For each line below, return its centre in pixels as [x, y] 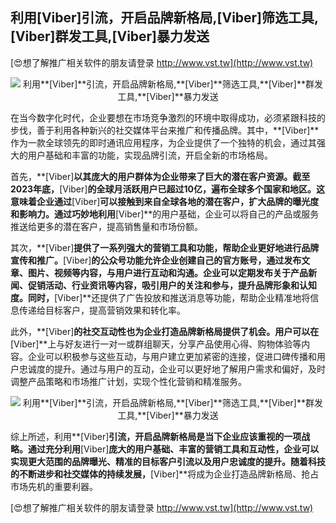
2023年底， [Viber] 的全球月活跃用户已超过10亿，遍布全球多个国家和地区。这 [167, 189]
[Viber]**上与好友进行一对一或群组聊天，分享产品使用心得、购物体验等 [156, 344]
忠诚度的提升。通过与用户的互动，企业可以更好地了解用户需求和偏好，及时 [172, 369]
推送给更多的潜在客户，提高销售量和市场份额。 [106, 226]
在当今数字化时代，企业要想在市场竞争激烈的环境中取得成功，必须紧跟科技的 [168, 117]
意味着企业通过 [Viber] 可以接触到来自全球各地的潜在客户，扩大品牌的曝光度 [165, 201]
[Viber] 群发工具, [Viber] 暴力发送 [110, 36]
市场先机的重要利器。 [54, 486]
